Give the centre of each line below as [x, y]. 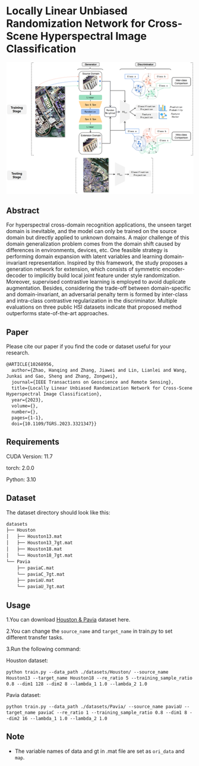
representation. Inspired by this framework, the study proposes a [108, 263]
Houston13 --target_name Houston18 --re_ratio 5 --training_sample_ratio [99, 678]
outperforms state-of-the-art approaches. [57, 313]
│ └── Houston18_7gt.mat [40, 555]
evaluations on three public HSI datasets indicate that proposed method [94, 307]
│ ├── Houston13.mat [34, 536]
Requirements [33, 442]
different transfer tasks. [35, 637]
